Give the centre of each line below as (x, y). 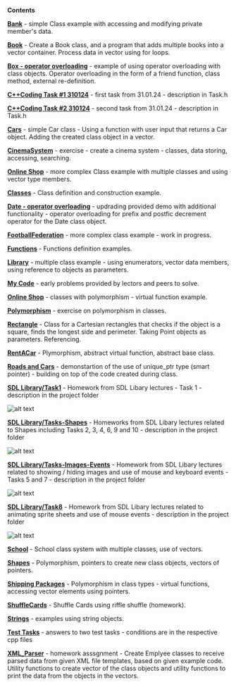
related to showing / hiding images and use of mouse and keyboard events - (118, 472)
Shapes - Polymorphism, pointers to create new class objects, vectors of (113, 563)
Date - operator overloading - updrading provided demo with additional (112, 206)
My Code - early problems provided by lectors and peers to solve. (103, 283)
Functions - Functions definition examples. (70, 248)
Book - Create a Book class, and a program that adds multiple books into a (116, 45)
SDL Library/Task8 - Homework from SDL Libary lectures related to (106, 507)
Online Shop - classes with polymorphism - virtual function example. (107, 297)
